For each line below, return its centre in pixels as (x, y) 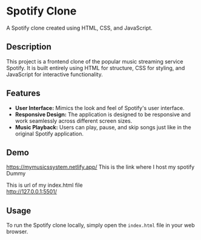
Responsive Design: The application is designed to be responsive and (103, 114)
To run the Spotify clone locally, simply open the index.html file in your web (100, 225)
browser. (17, 232)
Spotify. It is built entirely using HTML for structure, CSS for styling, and (96, 68)
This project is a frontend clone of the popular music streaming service (95, 61)
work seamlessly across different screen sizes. (74, 121)
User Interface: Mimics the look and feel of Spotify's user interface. (100, 108)
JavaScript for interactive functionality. (54, 74)
